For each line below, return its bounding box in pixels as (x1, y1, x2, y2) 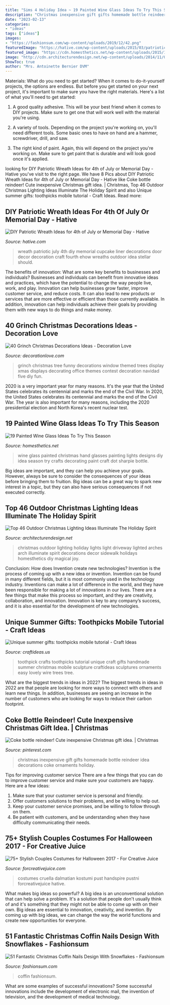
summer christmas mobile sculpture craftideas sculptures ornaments (17, 664, 162, 670)
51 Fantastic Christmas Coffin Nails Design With (5, 932, 159, 941)
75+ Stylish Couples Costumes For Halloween (5, 834, 153, 843)
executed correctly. (5, 489, 46, 495)
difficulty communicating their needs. (12, 819, 91, 825)
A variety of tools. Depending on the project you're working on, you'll (12, 125, 157, 131)
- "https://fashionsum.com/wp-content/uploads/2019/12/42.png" (5, 41, 142, 46)
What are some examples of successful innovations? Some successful (5, 983, 152, 989)
